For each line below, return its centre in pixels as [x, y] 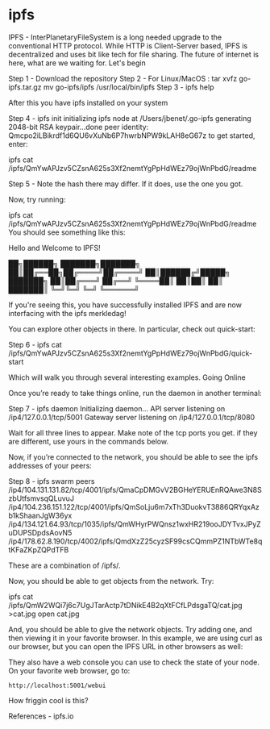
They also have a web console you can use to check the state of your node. [134, 662]
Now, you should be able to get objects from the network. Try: [111, 581]
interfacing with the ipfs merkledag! [67, 313]
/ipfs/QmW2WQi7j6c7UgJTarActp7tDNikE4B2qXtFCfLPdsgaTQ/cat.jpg [126, 605]
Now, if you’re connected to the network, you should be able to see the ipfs [133, 456]
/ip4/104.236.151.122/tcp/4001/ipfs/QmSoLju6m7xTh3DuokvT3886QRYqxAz [134, 506]
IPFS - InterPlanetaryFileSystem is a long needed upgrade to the [115, 37]
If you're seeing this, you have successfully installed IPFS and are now [125, 305]
